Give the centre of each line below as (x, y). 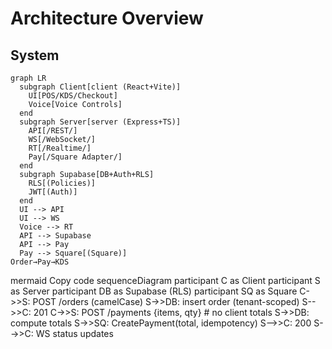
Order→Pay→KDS (40, 262)
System (35, 55)
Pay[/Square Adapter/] (75, 157)
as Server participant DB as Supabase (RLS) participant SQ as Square (154, 291)
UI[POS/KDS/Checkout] (73, 96)
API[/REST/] (53, 131)
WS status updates (74, 333)
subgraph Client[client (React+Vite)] (100, 87)
